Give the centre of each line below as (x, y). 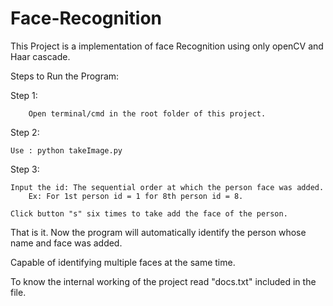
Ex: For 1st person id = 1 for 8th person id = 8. (136, 196)
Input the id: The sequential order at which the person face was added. (167, 187)
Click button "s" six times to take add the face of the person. (149, 213)
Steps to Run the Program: (65, 76)
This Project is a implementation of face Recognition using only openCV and (167, 46)
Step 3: (25, 169)
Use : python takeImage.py (66, 150)
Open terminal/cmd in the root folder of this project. (147, 113)
